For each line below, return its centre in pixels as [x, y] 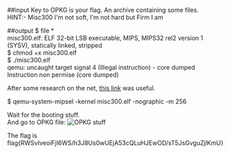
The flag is [22, 135]
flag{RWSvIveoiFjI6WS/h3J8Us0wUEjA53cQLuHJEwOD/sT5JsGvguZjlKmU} [115, 143]
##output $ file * [31, 31]
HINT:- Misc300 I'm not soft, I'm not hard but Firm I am [85, 17]
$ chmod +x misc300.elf [42, 52]
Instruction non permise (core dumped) [63, 75]
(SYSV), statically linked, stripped [55, 45]
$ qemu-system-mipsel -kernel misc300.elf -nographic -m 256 [97, 102]
